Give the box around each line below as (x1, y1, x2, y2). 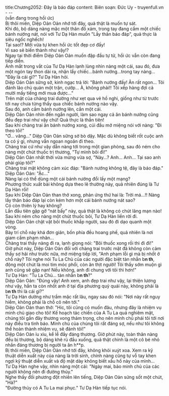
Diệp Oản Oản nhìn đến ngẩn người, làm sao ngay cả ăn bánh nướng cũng (5, 111, 159, 118)
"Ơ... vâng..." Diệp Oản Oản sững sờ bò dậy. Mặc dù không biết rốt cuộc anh (5, 133, 164, 139)
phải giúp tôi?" (5, 160, 35, 165)
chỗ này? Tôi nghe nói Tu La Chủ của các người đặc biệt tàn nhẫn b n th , (5, 256, 155, 262)
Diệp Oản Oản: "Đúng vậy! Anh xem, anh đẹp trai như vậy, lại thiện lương (5, 277, 156, 284)
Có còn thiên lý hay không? (5, 203, 62, 208)
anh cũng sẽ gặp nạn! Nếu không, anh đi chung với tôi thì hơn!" (5, 267, 137, 273)
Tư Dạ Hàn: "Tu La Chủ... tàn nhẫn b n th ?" (5, 272, 92, 278)
